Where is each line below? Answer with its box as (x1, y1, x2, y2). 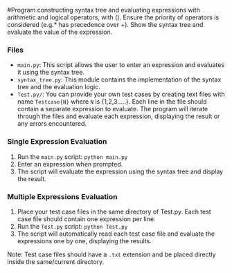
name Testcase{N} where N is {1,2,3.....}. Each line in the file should (17, 97, 207, 106)
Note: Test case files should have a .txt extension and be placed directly (7, 250, 216, 258)
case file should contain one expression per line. (17, 214, 156, 223)
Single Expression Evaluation (7, 137, 107, 147)
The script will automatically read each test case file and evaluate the (17, 229, 215, 238)
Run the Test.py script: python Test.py (17, 222, 128, 230)
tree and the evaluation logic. (17, 83, 100, 91)
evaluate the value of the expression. (7, 28, 113, 36)
